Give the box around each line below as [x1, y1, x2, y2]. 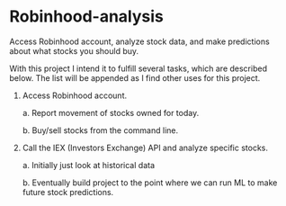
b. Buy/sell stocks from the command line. [22, 124, 178, 136]
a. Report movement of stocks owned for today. [22, 107, 200, 118]
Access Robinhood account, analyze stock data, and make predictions [9, 36, 270, 47]
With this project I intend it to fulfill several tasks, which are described [9, 63, 268, 74]
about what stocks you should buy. [9, 45, 139, 56]
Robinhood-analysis [9, 6, 165, 27]
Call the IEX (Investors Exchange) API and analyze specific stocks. [22, 142, 268, 153]
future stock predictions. [22, 186, 114, 197]
